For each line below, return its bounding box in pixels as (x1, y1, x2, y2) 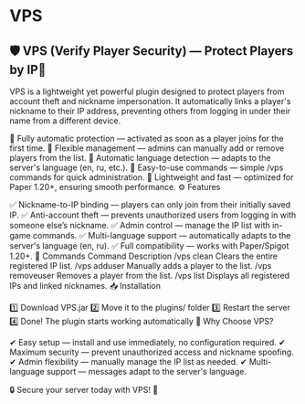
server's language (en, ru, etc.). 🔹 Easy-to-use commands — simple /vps (9, 162, 284, 173)
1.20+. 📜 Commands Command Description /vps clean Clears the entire (9, 250, 279, 261)
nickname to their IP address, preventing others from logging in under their (9, 106, 290, 116)
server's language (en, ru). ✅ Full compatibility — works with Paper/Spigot (9, 240, 289, 251)
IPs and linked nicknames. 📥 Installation (9, 281, 162, 291)
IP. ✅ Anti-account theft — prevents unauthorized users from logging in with (9, 209, 297, 220)
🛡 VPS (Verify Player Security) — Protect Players (9, 43, 294, 58)
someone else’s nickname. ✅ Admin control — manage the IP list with (9, 220, 271, 230)
